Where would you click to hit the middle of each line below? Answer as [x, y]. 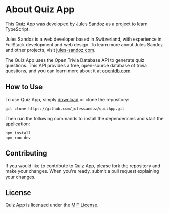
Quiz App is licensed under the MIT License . [52, 205]
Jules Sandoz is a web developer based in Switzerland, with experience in [83, 39]
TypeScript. [17, 29]
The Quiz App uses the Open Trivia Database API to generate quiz [75, 60]
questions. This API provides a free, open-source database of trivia [76, 65]
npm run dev [18, 138]
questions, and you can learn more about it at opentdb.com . [69, 71]
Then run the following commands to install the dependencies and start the [84, 118]
